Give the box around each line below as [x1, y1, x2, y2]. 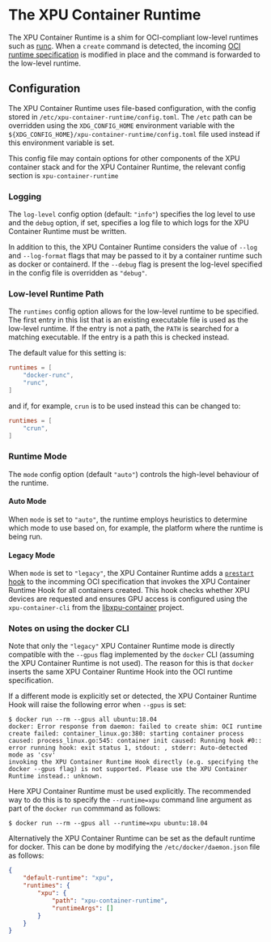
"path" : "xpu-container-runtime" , [51, 897, 168, 905]
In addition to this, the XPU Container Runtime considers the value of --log [8, 242, 257, 252]
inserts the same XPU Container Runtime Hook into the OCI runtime [8, 667, 233, 677]
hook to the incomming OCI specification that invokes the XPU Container [8, 577, 251, 586]
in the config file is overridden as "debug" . [8, 268, 148, 278]
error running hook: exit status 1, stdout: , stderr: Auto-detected [8, 744, 248, 752]
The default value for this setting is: [8, 348, 127, 358]
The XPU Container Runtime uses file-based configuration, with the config [8, 103, 256, 113]
